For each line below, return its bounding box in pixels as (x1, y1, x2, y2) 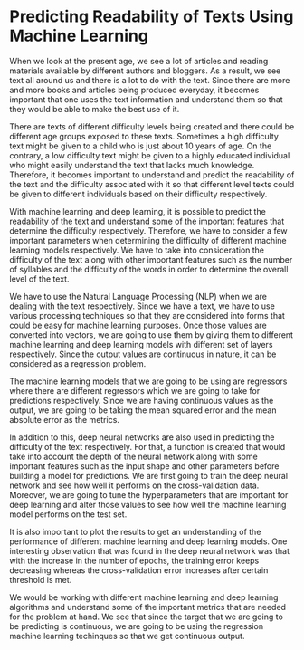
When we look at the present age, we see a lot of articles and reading (9, 55, 269, 66)
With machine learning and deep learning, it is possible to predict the (9, 206, 267, 216)
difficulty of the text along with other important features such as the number (9, 253, 293, 264)
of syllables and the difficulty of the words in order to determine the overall (9, 263, 289, 274)
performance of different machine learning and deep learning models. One (9, 536, 288, 547)
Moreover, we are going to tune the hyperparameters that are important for (9, 489, 289, 500)
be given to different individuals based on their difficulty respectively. (9, 188, 268, 199)
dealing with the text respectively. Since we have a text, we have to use (9, 301, 276, 311)
